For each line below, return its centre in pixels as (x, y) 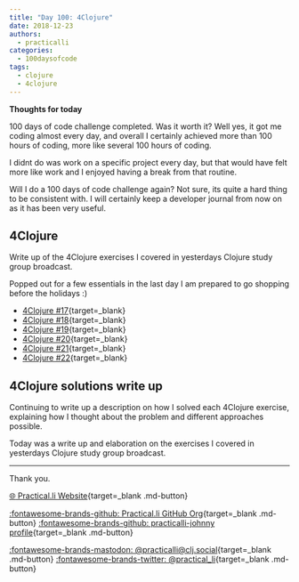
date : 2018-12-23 (41, 26)
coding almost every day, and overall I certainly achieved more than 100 (141, 135)
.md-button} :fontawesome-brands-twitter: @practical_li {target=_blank (139, 559)
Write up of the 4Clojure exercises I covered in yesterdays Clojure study (141, 257)
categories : (31, 51)
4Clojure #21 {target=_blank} (74, 349)
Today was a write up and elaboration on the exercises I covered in (132, 444)
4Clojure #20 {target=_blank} (75, 339)
